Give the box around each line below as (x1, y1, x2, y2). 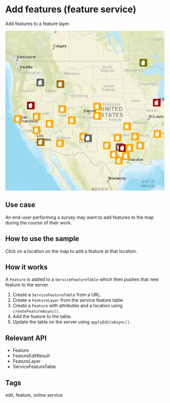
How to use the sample (5, 234, 79, 243)
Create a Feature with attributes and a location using (12, 303, 123, 309)
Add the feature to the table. (12, 314, 72, 320)
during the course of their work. (5, 219, 72, 226)
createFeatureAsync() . (12, 308, 60, 314)
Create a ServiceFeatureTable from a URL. (12, 292, 102, 298)
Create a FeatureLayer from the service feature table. (12, 297, 125, 303)
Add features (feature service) (5, 4, 136, 15)
